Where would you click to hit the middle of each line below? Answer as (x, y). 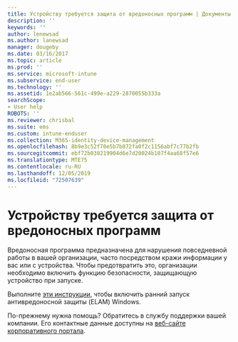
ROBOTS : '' (24, 114)
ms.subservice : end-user (44, 80)
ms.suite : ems (29, 127)
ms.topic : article (35, 61)
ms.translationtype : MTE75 (47, 160)
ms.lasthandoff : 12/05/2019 (49, 173)
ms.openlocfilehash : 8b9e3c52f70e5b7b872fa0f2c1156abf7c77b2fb (103, 147)
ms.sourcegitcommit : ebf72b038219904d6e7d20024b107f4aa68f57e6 (103, 154)
